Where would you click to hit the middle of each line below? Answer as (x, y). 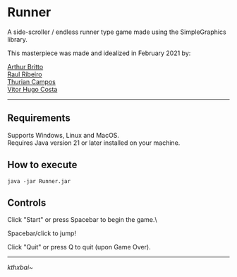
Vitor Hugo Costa (32, 89)
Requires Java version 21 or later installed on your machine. (94, 143)
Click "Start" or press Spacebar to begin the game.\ (82, 220)
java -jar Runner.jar (39, 181)
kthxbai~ (20, 267)
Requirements (39, 118)
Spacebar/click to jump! (42, 233)
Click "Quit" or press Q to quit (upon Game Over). (79, 247)
